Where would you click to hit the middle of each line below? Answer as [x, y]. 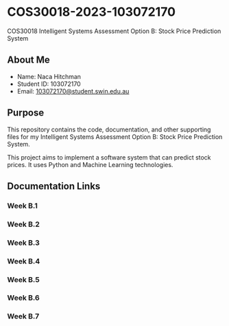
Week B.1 [22, 206]
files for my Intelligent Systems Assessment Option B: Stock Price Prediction [115, 137]
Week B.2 [23, 224]
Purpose [26, 113]
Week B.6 [23, 298]
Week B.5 [23, 279]
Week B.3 [23, 243]
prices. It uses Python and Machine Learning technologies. [90, 164]
